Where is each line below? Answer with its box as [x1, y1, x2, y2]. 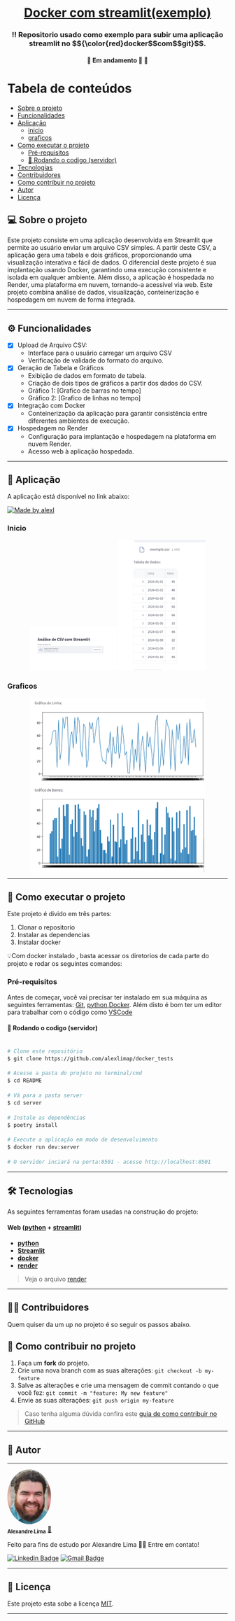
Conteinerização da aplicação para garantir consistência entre [27, 409, 208, 418]
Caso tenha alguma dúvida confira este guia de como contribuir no [24, 1410, 218, 1418]
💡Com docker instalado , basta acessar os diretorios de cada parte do [7, 952, 210, 960]
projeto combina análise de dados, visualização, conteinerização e [7, 288, 199, 297]
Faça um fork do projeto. [17, 1359, 90, 1368]
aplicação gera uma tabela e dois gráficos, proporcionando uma [7, 251, 192, 260]
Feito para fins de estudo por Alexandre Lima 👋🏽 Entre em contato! [7, 1541, 199, 1549]
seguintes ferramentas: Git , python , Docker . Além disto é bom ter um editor [7, 1000, 222, 1009]
